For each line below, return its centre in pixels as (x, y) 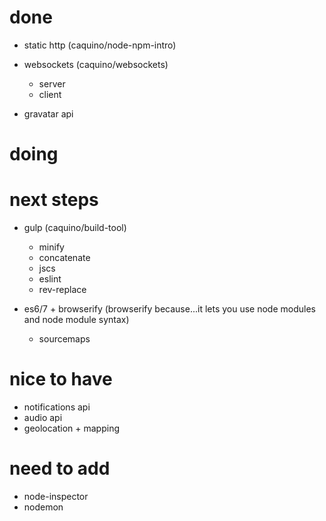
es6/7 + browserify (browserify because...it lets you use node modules (169, 309)
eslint (50, 279)
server (52, 83)
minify (51, 247)
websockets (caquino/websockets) (96, 64)
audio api (43, 417)
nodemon (43, 507)
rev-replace (62, 290)
